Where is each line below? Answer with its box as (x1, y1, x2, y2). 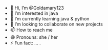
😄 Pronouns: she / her (10, 34, 58, 40)
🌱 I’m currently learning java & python (10, 16, 90, 21)
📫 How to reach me (10, 27, 53, 33)
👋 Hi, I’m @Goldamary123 (10, 5, 64, 11)
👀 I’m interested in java (10, 10, 58, 16)
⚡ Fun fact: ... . (10, 40, 41, 46)
